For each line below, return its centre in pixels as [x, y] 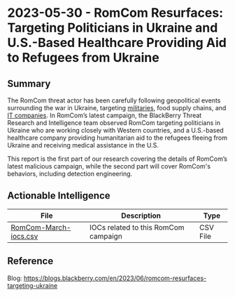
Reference [30, 261]
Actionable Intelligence [59, 196]
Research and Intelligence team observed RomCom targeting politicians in [114, 123]
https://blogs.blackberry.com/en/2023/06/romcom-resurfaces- [115, 278]
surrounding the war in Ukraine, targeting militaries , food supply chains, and [117, 108]
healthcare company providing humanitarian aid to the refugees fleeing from [117, 138]
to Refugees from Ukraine [83, 58]
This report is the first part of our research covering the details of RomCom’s [117, 159]
